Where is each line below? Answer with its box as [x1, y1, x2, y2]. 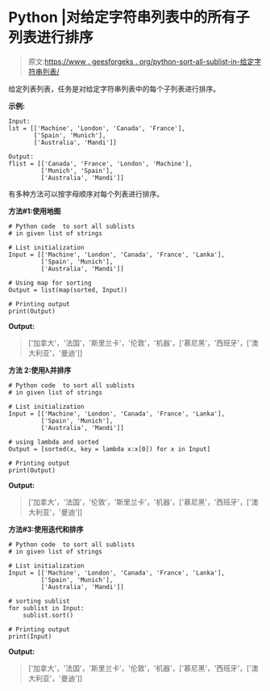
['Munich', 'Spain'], [40, 166, 114, 175]
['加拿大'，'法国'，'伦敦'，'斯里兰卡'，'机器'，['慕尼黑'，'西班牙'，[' [27, 497, 252, 507]
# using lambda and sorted [8, 438, 99, 446]
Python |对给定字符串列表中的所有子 [8, 8, 250, 27]
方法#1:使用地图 [8, 206, 61, 216]
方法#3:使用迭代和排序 [8, 524, 84, 534]
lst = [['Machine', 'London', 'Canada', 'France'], [8, 124, 185, 133]
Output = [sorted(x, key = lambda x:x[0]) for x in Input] [8, 445, 211, 453]
